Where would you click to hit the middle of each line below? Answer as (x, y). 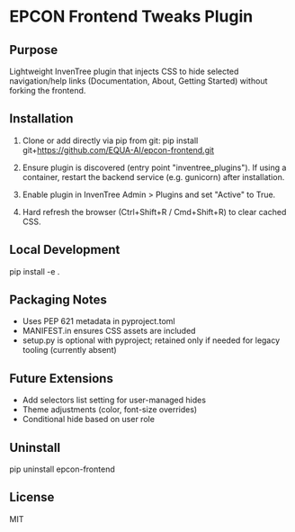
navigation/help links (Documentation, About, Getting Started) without (139, 81)
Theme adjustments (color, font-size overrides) (110, 410)
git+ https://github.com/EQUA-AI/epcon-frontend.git (118, 149)
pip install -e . (35, 271)
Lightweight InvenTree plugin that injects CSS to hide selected (124, 71)
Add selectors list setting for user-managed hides (114, 400)
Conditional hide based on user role (89, 419)
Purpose (34, 50)
